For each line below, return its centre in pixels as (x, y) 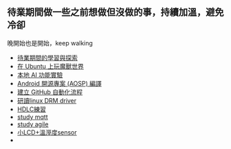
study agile (33, 124)
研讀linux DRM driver (47, 100)
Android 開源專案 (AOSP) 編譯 (59, 83)
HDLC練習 (32, 109)
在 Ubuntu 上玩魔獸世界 (51, 66)
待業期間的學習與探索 (47, 58)
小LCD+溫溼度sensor (47, 132)
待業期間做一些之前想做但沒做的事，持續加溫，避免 (115, 12)
